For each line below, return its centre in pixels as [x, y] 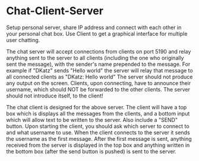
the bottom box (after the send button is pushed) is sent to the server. [91, 151]
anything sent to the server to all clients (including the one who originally [95, 58]
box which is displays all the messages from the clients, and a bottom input [98, 113]
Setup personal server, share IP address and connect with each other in [94, 27]
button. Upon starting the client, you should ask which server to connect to [98, 126]
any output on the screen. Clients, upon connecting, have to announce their [99, 83]
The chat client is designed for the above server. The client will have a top [97, 107]
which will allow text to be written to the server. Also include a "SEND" [92, 119]
